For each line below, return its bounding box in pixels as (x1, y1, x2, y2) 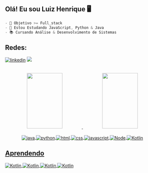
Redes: (5, 43, 27, 52)
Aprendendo (5, 149, 45, 158)
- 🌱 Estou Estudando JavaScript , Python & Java (5, 25, 104, 30)
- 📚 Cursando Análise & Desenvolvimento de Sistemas (5, 30, 117, 35)
